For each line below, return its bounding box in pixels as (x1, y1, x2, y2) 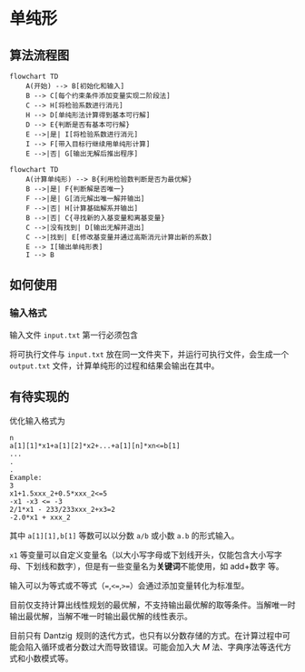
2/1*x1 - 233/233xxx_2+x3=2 (9, 505, 116, 514)
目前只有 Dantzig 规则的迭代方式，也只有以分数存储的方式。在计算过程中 (9, 629, 283, 641)
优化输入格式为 (9, 415, 65, 426)
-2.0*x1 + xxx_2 (9, 513, 71, 522)
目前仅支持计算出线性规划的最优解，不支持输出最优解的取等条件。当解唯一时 (9, 599, 296, 610)
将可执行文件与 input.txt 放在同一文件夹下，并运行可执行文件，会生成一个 (9, 348, 290, 359)
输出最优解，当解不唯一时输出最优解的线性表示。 (9, 610, 192, 621)
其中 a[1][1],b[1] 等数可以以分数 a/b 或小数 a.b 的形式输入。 (9, 529, 240, 541)
